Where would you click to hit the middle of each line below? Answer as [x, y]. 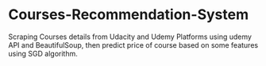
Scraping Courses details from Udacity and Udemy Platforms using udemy [130, 37]
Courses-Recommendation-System [128, 15]
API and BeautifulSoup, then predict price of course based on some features [133, 45]
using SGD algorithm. [43, 53]
